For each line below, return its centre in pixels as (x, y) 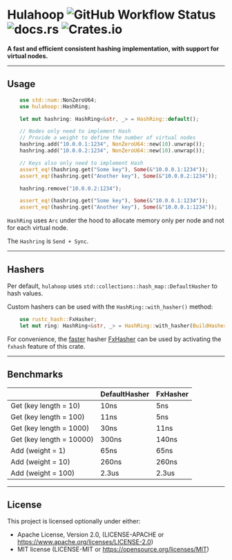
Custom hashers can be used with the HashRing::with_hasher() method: (110, 307)
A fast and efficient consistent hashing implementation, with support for (113, 48)
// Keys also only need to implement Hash (81, 163)
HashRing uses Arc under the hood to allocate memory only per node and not (116, 220)
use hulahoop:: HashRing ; (55, 106)
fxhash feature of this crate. (46, 346)
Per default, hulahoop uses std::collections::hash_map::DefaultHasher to (112, 286)
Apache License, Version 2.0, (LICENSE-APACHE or (90, 534)
